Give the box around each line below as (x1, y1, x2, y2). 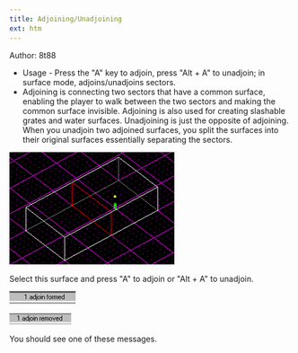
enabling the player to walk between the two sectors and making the (22, 95, 276, 107)
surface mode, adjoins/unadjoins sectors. (22, 76, 177, 87)
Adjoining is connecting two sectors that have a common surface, (22, 86, 266, 97)
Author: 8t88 (9, 49, 57, 60)
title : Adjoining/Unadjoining (9, 14, 123, 23)
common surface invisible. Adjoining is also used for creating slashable (22, 105, 285, 116)
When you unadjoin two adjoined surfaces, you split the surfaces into (22, 124, 279, 135)
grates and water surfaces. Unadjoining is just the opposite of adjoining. (22, 115, 289, 126)
